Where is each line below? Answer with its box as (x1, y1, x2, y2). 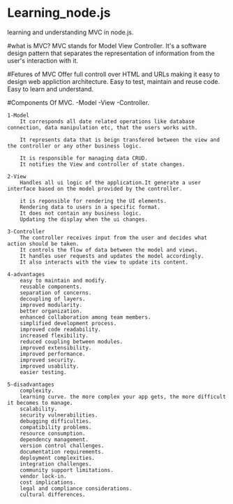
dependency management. (20, 435, 89, 443)
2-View (7, 173, 27, 180)
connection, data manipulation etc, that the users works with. (7, 124, 198, 131)
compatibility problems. (20, 424, 92, 431)
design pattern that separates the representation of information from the (7, 49, 215, 57)
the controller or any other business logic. (7, 142, 142, 150)
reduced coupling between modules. (20, 338, 123, 345)
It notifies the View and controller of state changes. (20, 161, 186, 168)
